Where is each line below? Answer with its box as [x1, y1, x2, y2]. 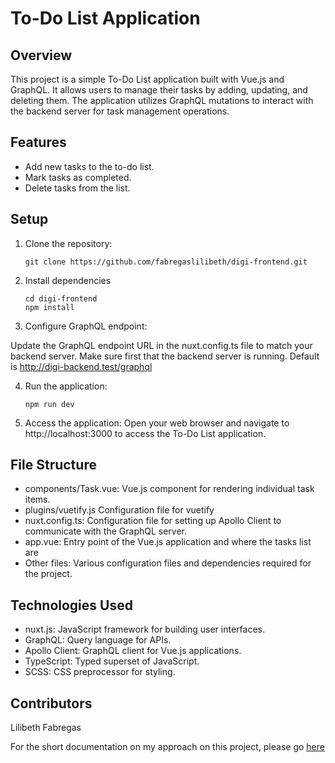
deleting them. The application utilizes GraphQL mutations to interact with [10, 95, 314, 106]
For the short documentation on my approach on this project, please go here [10, 741, 325, 753]
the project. [24, 568, 73, 580]
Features [10, 134, 67, 151]
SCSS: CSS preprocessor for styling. [24, 666, 176, 678]
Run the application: [24, 380, 108, 392]
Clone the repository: [24, 237, 113, 249]
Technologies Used [10, 597, 133, 614]
